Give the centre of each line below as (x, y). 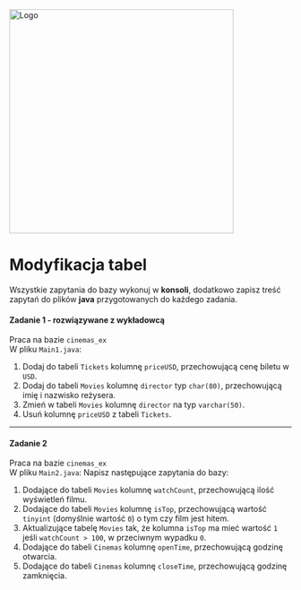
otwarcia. (39, 557)
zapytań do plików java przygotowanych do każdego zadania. (124, 299)
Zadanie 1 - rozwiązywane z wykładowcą (87, 320)
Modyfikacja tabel (78, 265)
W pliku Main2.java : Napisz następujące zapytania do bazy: (119, 473)
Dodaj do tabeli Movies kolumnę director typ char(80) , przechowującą (152, 386)
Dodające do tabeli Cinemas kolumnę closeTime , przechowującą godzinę (155, 566)
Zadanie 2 (28, 443)
